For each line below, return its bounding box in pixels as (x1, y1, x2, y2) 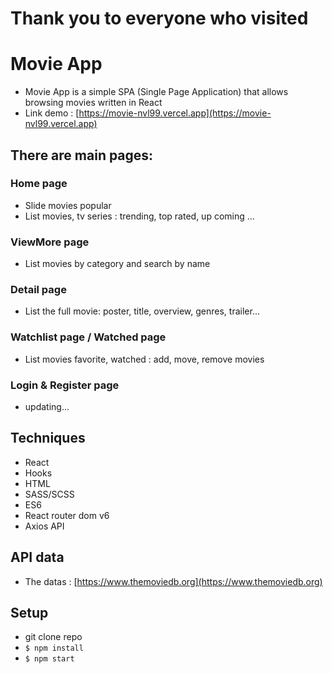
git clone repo (24, 631, 83, 643)
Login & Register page (10, 378, 120, 392)
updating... (24, 401, 70, 412)
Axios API (24, 520, 65, 532)
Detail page (10, 283, 67, 297)
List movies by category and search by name (24, 258, 211, 270)
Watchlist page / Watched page (10, 330, 167, 344)
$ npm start (24, 654, 75, 664)
